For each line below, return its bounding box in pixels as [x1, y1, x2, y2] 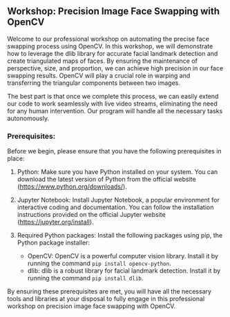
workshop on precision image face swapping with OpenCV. [7, 302, 176, 310]
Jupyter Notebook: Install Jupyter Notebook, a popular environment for [17, 196, 220, 204]
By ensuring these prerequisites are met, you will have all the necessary [7, 287, 212, 296]
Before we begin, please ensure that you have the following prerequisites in [7, 147, 222, 155]
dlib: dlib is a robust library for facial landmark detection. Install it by [27, 267, 221, 275]
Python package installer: [17, 238, 90, 247]
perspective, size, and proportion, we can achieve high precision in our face [7, 64, 224, 72]
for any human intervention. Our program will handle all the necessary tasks [7, 106, 223, 115]
